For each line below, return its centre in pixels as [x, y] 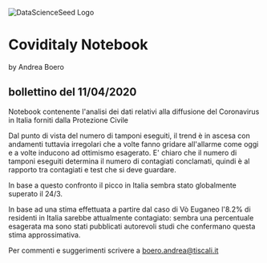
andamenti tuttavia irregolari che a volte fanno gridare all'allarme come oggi [133, 144]
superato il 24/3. [35, 193]
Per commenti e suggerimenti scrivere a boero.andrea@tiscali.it [113, 250]
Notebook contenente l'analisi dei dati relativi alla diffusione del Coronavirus [134, 111]
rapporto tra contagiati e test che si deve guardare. [92, 169]
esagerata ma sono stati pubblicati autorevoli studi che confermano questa [132, 226]
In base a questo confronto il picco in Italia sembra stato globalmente [122, 185]
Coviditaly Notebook [78, 45]
